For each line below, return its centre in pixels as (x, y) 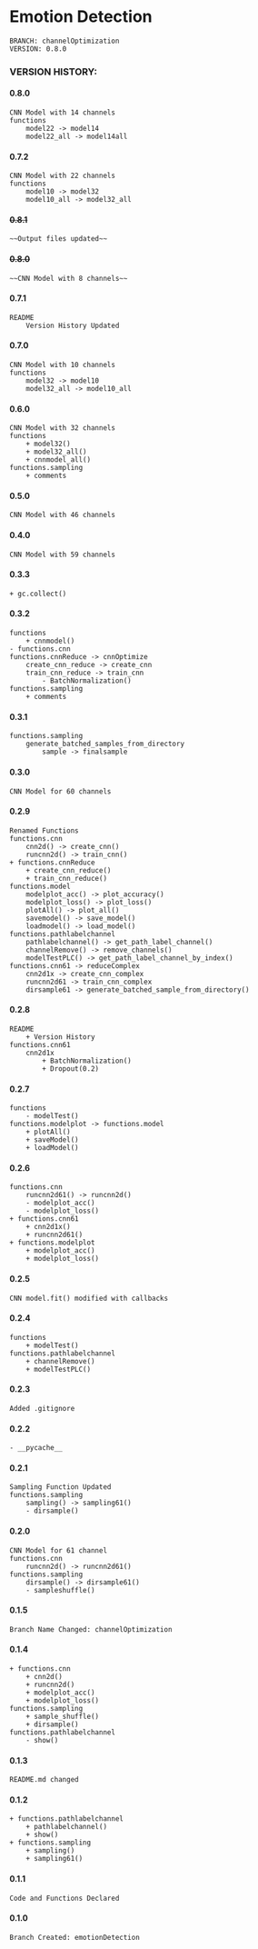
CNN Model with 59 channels (63, 555)
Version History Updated (73, 325)
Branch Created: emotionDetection (75, 1937)
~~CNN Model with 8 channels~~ (69, 278)
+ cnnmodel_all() (59, 460)
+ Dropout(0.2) (71, 1069)
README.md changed (44, 1780)
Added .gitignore (42, 1408)
